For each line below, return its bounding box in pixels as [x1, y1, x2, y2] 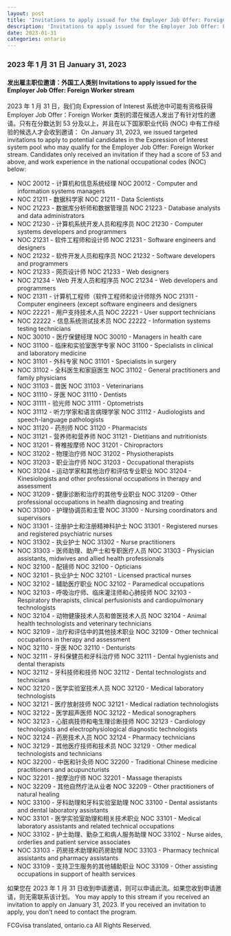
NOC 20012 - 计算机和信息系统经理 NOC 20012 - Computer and [16, 179, 198, 188]
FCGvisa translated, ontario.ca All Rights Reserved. [7, 922, 152, 930]
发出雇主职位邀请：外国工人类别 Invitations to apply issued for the [7, 78, 197, 86]
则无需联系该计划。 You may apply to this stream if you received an [19, 893, 210, 901]
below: [7, 165, 26, 173]
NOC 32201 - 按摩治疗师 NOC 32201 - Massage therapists [16, 774, 182, 782]
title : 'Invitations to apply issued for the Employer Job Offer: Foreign [7, 17, 226, 23]
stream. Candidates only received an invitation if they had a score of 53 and [7, 150, 222, 159]
